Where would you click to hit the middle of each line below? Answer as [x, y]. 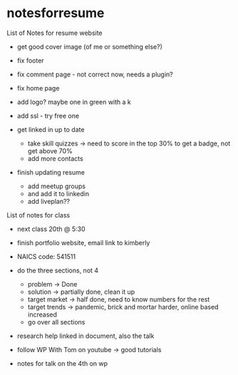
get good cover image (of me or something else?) [90, 46]
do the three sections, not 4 [58, 270]
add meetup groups [57, 186]
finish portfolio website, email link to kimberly [83, 242]
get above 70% [50, 150]
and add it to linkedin [58, 193]
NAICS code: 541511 [46, 256]
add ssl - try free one [48, 115]
